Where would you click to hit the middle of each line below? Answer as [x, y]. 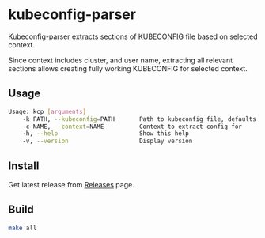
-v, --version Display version [108, 141]
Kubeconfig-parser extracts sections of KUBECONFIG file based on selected [133, 36]
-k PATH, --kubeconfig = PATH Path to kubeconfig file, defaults [140, 119]
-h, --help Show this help [106, 134]
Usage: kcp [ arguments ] [47, 111]
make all [23, 228]
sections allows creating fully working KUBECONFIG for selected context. [128, 68]
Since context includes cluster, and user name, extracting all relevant [121, 60]
